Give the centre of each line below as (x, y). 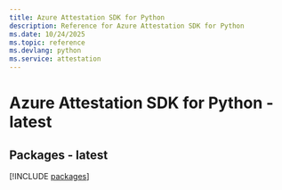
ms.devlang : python (45, 51)
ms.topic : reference (48, 42)
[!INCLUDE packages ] (49, 176)
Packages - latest (59, 155)
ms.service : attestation (55, 59)
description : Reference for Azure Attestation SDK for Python (127, 26)
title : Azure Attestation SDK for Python (87, 17)
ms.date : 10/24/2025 (48, 34)
